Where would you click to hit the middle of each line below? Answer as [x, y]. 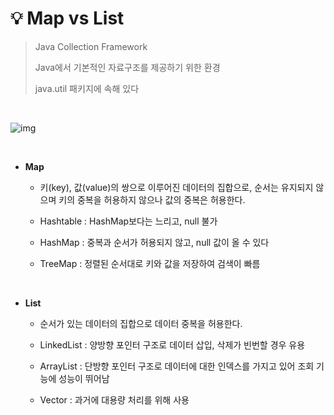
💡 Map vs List [67, 18]
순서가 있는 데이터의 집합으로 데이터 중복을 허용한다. [141, 323]
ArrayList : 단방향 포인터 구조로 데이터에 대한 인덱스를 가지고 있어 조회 [177, 366]
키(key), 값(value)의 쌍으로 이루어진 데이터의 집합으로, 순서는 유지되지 [176, 187]
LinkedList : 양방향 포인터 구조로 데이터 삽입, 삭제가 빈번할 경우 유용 [172, 344]
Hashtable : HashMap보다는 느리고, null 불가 [128, 221]
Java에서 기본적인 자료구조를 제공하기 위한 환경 [127, 67]
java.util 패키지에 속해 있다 [87, 88]
